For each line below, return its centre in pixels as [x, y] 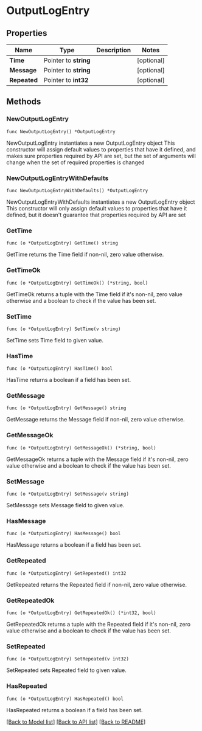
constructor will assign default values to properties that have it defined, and [101, 149]
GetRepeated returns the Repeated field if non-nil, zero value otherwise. [97, 584]
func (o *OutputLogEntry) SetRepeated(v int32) [68, 659]
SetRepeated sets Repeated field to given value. [66, 670]
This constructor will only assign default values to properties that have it [97, 208]
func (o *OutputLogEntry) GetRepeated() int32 [66, 573]
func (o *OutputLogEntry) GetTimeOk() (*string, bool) [77, 283]
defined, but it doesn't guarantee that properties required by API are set [96, 215]
